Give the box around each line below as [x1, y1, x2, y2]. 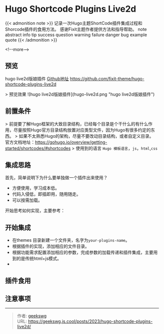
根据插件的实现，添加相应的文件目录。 [12, 243, 89, 250]
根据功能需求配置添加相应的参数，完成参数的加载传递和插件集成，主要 [12, 250, 154, 255]
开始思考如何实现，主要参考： [5, 208, 65, 213]
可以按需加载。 [12, 197, 42, 203]
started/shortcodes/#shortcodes [5, 145, 71, 151]
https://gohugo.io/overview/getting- [35, 139, 107, 145]
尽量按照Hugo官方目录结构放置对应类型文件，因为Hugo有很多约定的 [13, 127, 151, 133]
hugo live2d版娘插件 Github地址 [5, 76, 69, 82]
